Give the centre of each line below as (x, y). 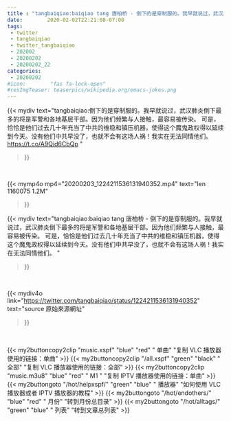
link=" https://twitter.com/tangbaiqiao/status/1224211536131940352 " (104, 301)
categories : (24, 71)
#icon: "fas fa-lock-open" (57, 84)
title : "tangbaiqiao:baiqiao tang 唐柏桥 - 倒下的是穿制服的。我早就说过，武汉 (115, 13)
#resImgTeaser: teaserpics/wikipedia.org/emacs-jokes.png (92, 90)
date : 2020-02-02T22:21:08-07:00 (66, 20)
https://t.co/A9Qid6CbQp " (45, 144)
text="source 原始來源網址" (46, 309)
